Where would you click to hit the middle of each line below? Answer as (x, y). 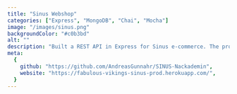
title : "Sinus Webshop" (42, 14)
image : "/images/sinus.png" (49, 27)
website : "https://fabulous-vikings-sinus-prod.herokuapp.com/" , (118, 73)
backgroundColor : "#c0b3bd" (49, 34)
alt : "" (19, 40)
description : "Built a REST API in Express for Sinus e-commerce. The (113, 47)
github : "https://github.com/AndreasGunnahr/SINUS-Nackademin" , (116, 66)
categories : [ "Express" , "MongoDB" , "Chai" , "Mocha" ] (88, 20)
